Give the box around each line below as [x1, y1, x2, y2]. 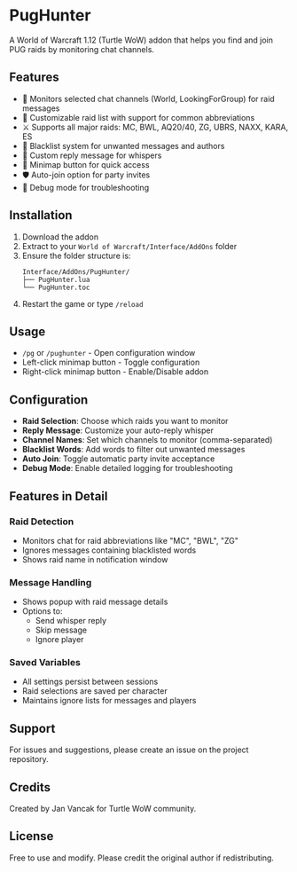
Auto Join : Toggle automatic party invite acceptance [21, 453, 215, 464]
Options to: [21, 606, 63, 617]
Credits [9, 780, 51, 795]
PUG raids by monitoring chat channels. [9, 43, 155, 54]
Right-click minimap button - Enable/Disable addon [21, 366, 209, 377]
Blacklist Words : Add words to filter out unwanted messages [21, 444, 246, 455]
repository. [9, 754, 49, 765]
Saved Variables [9, 656, 82, 669]
